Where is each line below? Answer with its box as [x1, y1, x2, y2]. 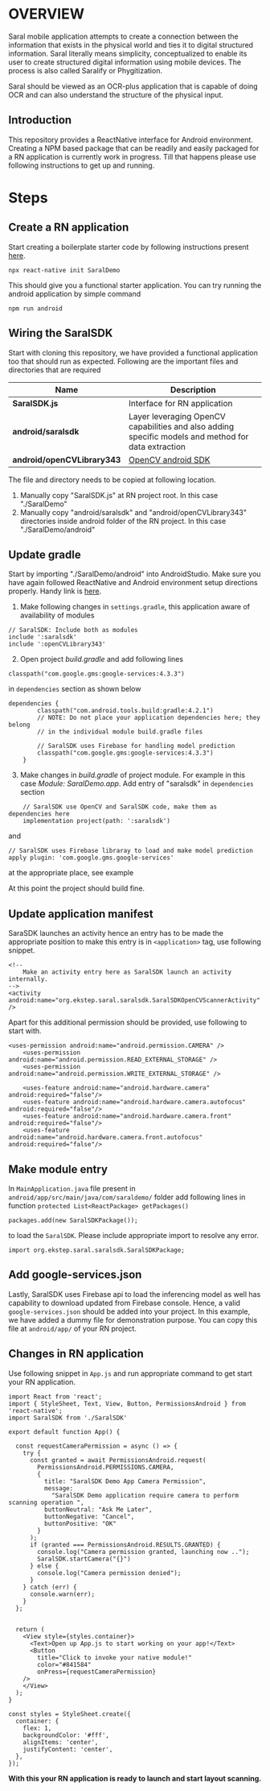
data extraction [128, 441, 186, 452]
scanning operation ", [8, 1498, 84, 1506]
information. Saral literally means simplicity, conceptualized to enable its [8, 48, 247, 58]
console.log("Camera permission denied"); [37, 1569, 182, 1577]
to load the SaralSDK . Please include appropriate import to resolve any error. [8, 1231, 260, 1240]
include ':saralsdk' [8, 634, 78, 642]
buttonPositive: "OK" [43, 1519, 117, 1527]
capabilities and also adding [128, 421, 235, 432]
